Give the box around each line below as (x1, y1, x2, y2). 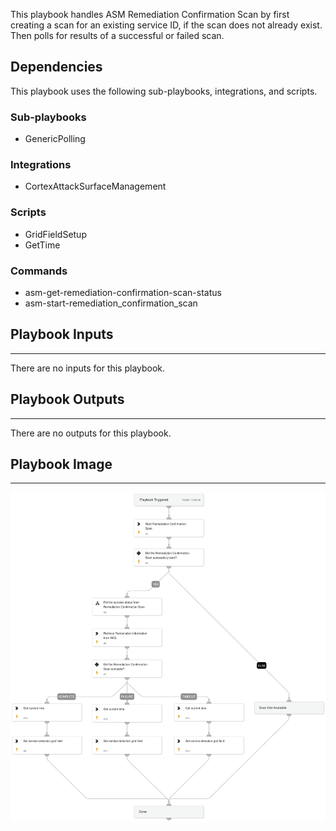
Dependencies (10, 59, 103, 76)
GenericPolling (24, 133, 86, 145)
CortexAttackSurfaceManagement (24, 180, 167, 193)
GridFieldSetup (24, 228, 87, 240)
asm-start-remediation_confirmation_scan (24, 297, 198, 309)
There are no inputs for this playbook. (10, 362, 166, 374)
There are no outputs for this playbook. (10, 427, 172, 439)
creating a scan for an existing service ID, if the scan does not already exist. (10, 19, 323, 31)
